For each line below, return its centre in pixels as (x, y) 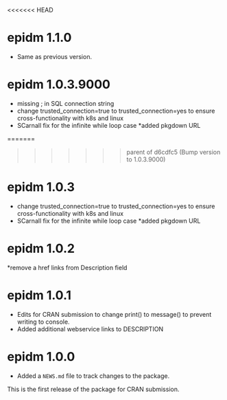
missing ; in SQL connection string (65, 103)
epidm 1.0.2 (41, 248)
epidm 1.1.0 (39, 38)
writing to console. (43, 322)
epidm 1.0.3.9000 (59, 85)
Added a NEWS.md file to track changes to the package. (93, 376)
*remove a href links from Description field (67, 267)
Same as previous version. (55, 56)
